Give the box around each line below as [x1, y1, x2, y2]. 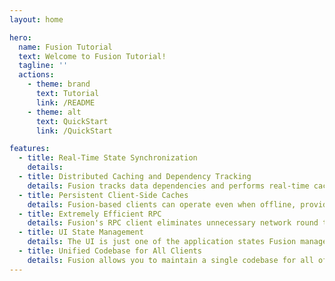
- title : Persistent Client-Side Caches [18, 190, 189, 200]
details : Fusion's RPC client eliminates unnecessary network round [27, 218, 319, 228]
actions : [18, 70, 55, 80]
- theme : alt [27, 107, 82, 117]
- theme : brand [27, 79, 91, 90]
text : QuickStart [35, 116, 109, 126]
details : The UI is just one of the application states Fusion [27, 237, 297, 247]
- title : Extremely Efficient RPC [18, 209, 162, 219]
